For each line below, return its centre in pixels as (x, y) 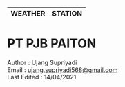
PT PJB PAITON (52, 43)
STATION (67, 13)
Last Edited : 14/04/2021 (42, 77)
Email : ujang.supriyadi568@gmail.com (62, 70)
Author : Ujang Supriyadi (42, 62)
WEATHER (28, 13)
